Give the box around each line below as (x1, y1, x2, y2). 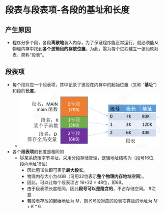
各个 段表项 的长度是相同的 (12, 149, 64, 154)
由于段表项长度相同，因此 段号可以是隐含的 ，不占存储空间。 (27, 185, 148, 191)
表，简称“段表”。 (12, 52, 47, 58)
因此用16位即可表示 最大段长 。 (27, 167, 87, 173)
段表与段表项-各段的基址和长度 (5, 4, 130, 16)
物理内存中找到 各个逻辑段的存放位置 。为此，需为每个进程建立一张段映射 (12, 46, 159, 52)
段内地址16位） (19, 161, 50, 167)
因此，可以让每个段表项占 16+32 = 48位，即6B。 (27, 179, 126, 185)
